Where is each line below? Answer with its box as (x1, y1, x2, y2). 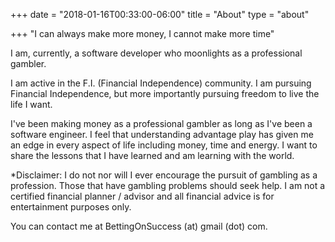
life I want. (10, 99, 53, 110)
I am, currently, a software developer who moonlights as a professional (10, 47, 303, 59)
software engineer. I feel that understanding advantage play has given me (10, 129, 314, 140)
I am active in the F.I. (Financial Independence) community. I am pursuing (10, 77, 312, 89)
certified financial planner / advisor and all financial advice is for (10, 190, 275, 202)
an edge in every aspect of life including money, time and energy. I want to (10, 139, 318, 151)
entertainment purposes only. (10, 201, 132, 213)
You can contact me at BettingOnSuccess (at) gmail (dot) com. (10, 220, 268, 232)
